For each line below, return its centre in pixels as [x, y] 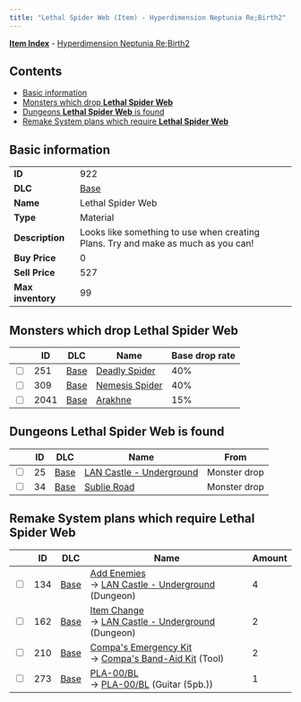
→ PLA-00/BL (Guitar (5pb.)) [151, 684]
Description [39, 238]
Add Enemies [118, 573]
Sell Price [34, 273]
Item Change [117, 610]
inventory [35, 299]
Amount [270, 557]
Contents [36, 71]
